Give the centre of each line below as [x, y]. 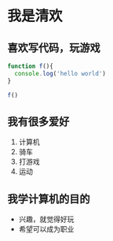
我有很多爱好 [38, 122]
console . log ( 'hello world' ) [60, 73]
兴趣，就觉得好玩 [46, 219]
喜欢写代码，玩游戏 [54, 48]
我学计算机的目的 [49, 199]
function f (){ [31, 66]
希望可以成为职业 [46, 229]
